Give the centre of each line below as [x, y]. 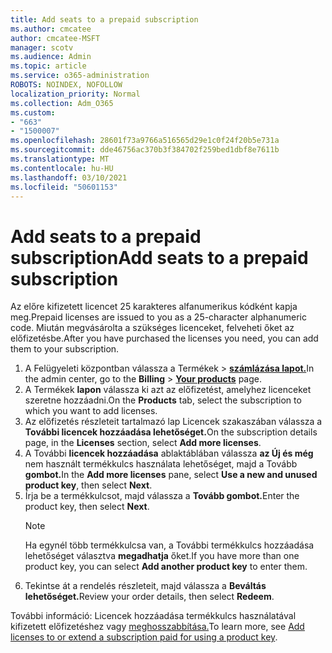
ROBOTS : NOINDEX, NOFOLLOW [66, 85]
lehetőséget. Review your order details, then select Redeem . [149, 597]
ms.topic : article [48, 66]
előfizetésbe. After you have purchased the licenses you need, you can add [164, 338]
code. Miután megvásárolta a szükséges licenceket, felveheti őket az [152, 328]
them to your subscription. [65, 349]
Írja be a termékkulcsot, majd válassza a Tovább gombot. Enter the [162, 496]
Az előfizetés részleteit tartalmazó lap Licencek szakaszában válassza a [173, 422]
